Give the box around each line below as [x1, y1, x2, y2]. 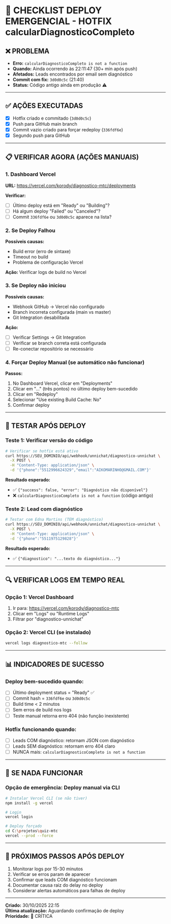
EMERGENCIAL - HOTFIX [5, 15, 112, 27]
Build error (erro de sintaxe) [12, 248, 71, 255]
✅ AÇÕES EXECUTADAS [5, 102, 83, 110]
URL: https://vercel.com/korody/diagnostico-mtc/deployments [5, 182, 136, 189]
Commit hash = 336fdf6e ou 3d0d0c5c [12, 695, 91, 702]
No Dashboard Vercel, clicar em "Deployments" [12, 380, 113, 386]
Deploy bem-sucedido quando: [5, 678, 84, 685]
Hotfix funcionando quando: [5, 726, 77, 733]
